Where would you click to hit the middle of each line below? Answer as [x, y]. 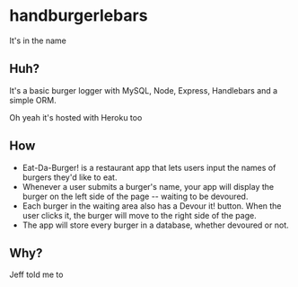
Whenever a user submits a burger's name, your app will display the [148, 186]
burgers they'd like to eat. [70, 177]
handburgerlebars [79, 16]
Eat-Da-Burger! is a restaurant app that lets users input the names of [149, 167]
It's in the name [38, 40]
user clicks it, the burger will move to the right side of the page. [140, 215]
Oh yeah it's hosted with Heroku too [76, 117]
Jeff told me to [36, 274]
